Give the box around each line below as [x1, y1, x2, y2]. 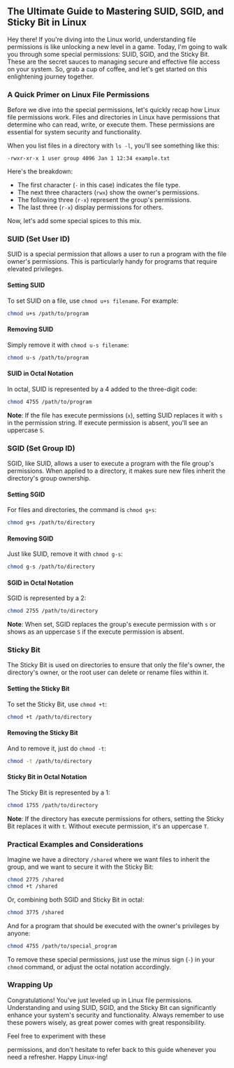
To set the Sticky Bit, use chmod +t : [7, 699, 107, 709]
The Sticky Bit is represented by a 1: [7, 788, 110, 797]
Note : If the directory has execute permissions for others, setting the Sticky [7, 814, 225, 823]
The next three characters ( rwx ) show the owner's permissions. [17, 188, 200, 197]
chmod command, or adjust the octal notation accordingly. [7, 962, 171, 971]
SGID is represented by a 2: [7, 594, 87, 602]
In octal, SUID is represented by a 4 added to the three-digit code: [7, 385, 198, 393]
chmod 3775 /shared [7, 909, 64, 916]
